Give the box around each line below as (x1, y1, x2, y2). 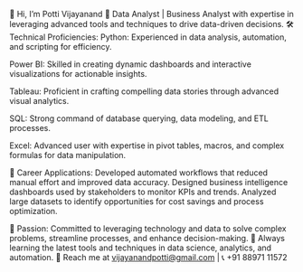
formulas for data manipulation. (9, 150, 127, 160)
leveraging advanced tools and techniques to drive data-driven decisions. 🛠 (9, 19, 294, 29)
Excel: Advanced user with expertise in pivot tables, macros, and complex (9, 140, 285, 151)
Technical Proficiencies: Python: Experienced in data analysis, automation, (9, 32, 287, 42)
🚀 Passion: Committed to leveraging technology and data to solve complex (9, 223, 287, 234)
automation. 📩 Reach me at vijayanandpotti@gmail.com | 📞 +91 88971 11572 (9, 252, 288, 262)
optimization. (9, 206, 58, 216)
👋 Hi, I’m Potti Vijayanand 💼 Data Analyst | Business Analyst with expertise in (9, 9, 294, 19)
